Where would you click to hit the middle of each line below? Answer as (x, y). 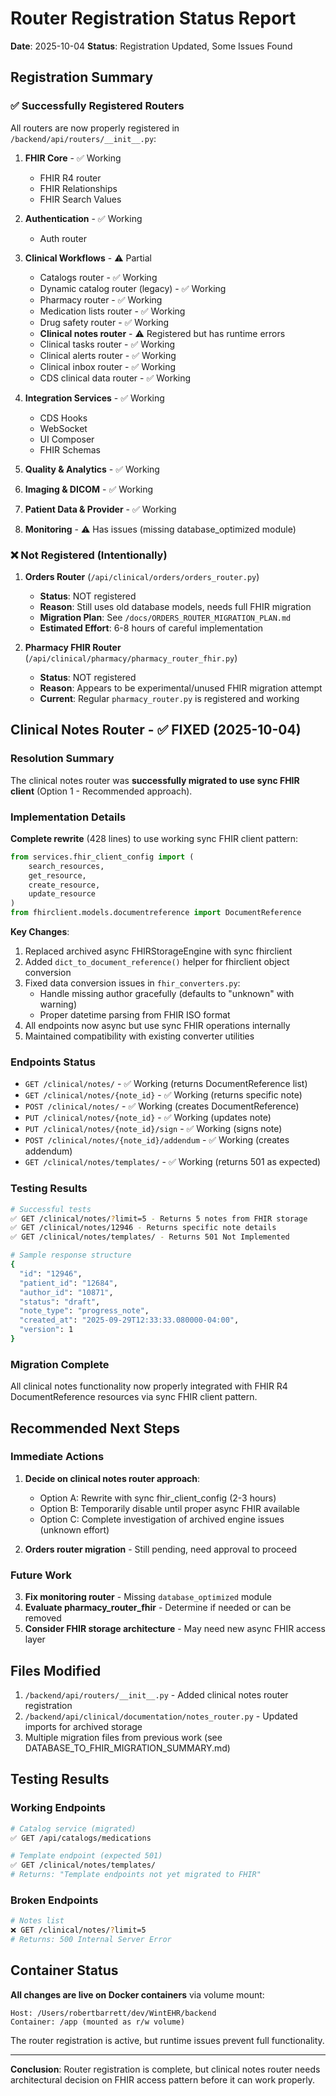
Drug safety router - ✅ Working (104, 322)
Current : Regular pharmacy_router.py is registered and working (169, 698)
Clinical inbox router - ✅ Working (108, 366)
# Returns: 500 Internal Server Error (91, 1940)
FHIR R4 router (70, 178)
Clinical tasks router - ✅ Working (107, 344)
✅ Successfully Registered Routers (97, 106)
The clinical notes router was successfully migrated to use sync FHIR (155, 780)
